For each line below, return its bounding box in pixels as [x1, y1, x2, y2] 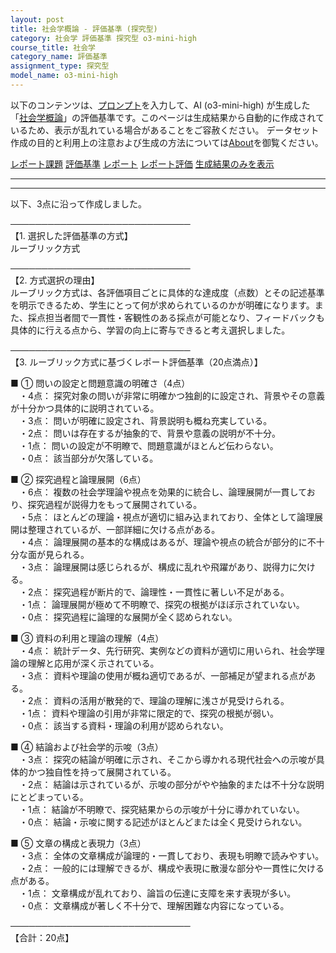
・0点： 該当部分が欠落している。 [18, 452, 159, 464]
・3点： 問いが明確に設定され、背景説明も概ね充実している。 [18, 414, 273, 426]
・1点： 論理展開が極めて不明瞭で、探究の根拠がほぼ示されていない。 [18, 598, 305, 610]
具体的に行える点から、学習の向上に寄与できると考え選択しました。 [10, 324, 291, 336]
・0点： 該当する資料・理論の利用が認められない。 [18, 719, 229, 731]
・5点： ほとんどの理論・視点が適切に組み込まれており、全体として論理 [18, 511, 315, 523]
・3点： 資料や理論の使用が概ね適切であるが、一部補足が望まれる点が [18, 669, 308, 681]
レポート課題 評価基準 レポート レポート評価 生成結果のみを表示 [10, 157, 275, 170]
